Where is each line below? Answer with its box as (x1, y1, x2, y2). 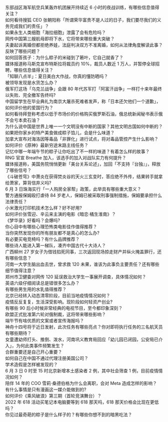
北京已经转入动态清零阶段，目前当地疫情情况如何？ (5, 293, 110, 298)
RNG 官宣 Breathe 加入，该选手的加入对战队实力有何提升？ (5, 155, 126, 160)
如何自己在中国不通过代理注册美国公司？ (5, 355, 88, 361)
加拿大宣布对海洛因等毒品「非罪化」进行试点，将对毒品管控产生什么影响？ (5, 136, 158, 142)
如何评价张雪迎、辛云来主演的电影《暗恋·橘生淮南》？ (5, 211, 116, 217)
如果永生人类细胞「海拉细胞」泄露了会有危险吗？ (5, 30, 106, 35)
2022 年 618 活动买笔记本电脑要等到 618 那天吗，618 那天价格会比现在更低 (5, 399, 159, 405)
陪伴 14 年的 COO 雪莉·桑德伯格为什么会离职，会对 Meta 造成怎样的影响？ (5, 380, 157, 386)
